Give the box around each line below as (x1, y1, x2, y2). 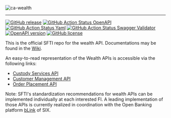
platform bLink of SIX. (5, 107, 51, 113)
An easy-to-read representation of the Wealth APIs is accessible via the (5, 55, 155, 61)
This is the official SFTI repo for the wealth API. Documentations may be (5, 40, 156, 46)
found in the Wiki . (5, 46, 42, 51)
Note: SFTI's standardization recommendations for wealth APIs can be (5, 91, 153, 97)
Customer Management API (12, 76, 71, 82)
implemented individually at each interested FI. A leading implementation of (5, 96, 163, 102)
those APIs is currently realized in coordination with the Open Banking (5, 102, 152, 107)
